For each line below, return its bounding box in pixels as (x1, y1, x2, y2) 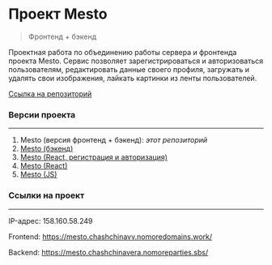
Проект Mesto (8, 5, 108, 24)
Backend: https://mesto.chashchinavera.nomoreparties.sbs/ (8, 247, 209, 257)
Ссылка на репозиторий (8, 88, 92, 98)
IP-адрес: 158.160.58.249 (8, 216, 93, 225)
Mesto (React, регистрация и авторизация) (19, 152, 168, 162)
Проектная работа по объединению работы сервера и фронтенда (8, 47, 237, 57)
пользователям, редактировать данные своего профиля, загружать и (8, 64, 249, 74)
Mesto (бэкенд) (19, 143, 74, 154)
